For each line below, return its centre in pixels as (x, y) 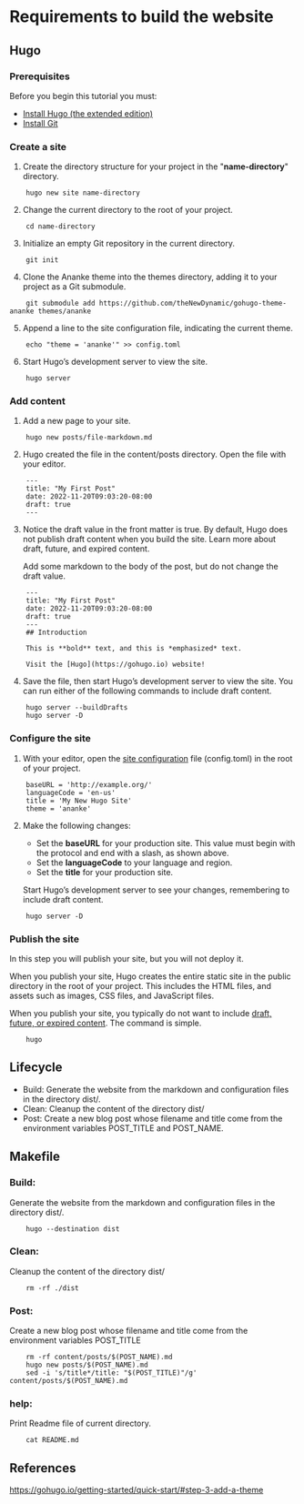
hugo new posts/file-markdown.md (89, 438)
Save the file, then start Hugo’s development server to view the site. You (158, 681)
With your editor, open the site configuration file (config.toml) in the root (157, 758)
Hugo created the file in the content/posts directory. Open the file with (154, 454)
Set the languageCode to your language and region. (134, 863)
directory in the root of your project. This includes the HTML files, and (140, 986)
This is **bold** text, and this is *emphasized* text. (134, 649)
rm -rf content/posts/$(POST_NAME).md (99, 1358)
